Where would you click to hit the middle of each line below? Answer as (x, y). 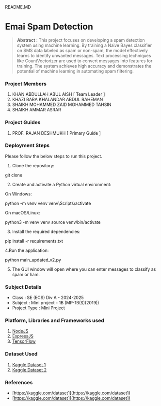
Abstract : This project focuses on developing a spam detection (81, 40)
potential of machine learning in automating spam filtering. (75, 71)
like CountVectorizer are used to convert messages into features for (85, 61)
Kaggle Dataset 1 (29, 365)
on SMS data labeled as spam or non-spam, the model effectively (82, 50)
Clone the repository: (33, 165)
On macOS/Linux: (23, 212)
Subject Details (24, 287)
